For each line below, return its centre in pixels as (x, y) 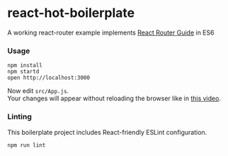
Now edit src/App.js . (38, 91)
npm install (25, 66)
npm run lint (27, 145)
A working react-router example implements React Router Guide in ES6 (111, 32)
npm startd (23, 72)
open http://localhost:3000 (49, 78)
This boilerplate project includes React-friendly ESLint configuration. (107, 132)
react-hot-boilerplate (71, 13)
